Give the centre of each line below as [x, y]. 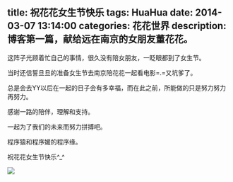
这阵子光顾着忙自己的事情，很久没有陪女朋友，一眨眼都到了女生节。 [106, 57]
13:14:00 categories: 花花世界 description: [132, 26]
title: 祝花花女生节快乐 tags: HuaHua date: [100, 13]
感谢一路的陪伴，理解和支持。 [50, 111]
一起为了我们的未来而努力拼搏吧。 [57, 127]
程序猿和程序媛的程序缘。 [44, 142]
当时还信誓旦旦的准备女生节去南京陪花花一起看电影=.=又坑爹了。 [102, 72]
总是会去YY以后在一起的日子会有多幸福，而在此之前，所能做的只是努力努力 [117, 88]
